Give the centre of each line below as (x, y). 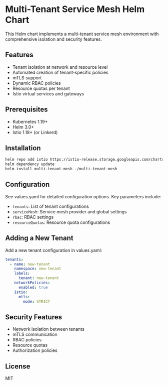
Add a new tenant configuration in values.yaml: (54, 250)
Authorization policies (35, 350)
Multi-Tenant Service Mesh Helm (75, 9)
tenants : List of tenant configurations (50, 206)
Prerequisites (26, 110)
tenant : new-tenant (38, 278)
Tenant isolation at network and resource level (60, 67)
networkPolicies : (32, 283)
